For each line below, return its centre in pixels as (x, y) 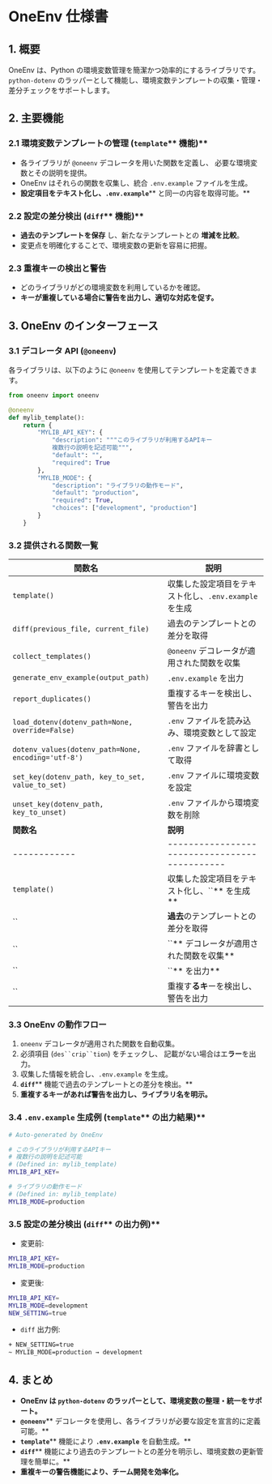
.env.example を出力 (206, 678)
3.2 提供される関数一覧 (53, 545)
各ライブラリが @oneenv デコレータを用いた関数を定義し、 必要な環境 (135, 162)
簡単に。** (52, 1461)
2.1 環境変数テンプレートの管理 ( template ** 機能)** (108, 143)
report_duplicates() (52, 699)
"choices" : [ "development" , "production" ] (124, 508)
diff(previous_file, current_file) (81, 629)
